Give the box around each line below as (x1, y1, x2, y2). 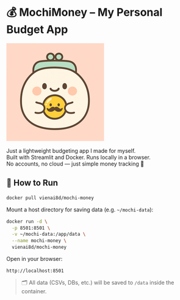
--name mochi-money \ (12, 238, 67, 244)
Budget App (6, 23, 68, 37)
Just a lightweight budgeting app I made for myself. (6, 147, 136, 154)
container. (21, 288, 47, 295)
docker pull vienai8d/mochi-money (6, 194, 95, 201)
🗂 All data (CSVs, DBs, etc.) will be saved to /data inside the (21, 279, 175, 286)
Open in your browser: (6, 255, 63, 262)
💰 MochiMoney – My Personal (6, 5, 163, 20)
